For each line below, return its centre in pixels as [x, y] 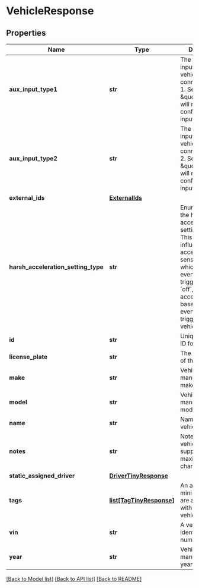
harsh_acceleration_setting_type [56, 267]
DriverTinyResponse [139, 476]
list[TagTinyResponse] [142, 500]
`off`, [187, 289]
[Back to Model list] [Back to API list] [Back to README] [74, 579]
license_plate [28, 357]
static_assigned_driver [42, 476]
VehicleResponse [50, 11]
